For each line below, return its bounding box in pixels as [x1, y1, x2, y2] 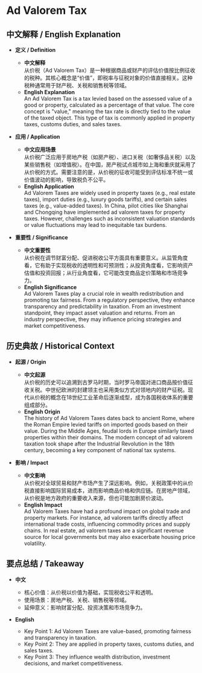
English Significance [24, 284, 77, 290]
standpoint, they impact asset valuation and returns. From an [24, 309, 175, 316]
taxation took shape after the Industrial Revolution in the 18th [24, 440, 175, 447]
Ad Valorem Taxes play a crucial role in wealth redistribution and [24, 290, 184, 297]
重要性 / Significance [14, 234, 68, 241]
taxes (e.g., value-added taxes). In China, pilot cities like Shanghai [24, 202, 188, 209]
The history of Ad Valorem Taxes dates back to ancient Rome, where [24, 414, 195, 421]
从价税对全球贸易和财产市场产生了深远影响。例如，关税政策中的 [24, 479, 183, 486]
